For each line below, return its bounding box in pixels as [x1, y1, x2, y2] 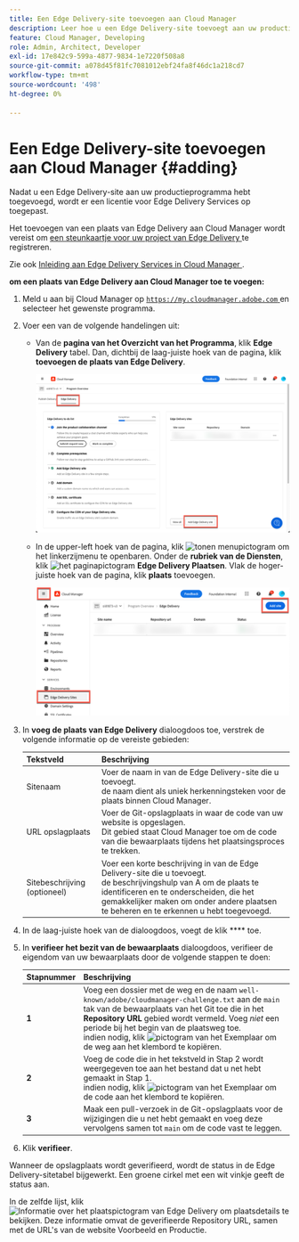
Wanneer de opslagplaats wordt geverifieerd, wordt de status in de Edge [9, 1159, 276, 1171]
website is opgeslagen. [101, 817, 186, 828]
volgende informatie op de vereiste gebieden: [21, 734, 190, 745]
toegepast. [9, 206, 49, 217]
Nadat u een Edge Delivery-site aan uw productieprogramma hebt [9, 187, 251, 198]
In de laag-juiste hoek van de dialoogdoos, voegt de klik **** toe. [21, 925, 262, 936]
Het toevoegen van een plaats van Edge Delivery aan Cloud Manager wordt [9, 223, 286, 233]
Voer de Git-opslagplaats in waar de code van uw [101, 807, 284, 819]
